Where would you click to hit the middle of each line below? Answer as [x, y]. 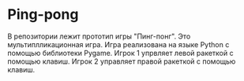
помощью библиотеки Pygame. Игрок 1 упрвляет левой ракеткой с [120, 53]
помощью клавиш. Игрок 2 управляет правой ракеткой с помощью [122, 61]
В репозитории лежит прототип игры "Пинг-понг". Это [99, 36]
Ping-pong [43, 15]
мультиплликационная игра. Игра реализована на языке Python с [118, 44]
